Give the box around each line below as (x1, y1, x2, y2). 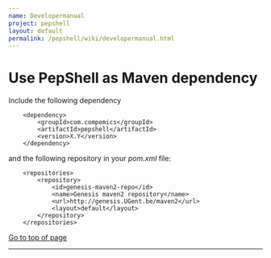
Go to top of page (8, 233, 67, 243)
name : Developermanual (8, 11, 85, 20)
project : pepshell (8, 19, 70, 27)
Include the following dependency (8, 96, 122, 106)
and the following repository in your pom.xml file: (8, 154, 172, 164)
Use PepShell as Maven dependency (8, 69, 258, 87)
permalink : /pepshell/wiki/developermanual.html (8, 34, 175, 43)
